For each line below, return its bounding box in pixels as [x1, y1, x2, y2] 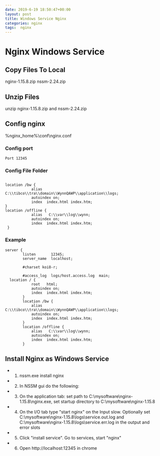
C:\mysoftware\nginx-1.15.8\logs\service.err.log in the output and [19, 419, 150, 425]
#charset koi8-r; [22, 264, 58, 270]
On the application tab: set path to [19, 394, 88, 399]
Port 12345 [5, 156, 27, 161]
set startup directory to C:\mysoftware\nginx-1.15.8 [53, 398, 155, 405]
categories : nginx [5, 20, 42, 26]
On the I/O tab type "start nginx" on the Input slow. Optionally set [19, 409, 150, 415]
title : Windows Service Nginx [5, 16, 67, 21]
